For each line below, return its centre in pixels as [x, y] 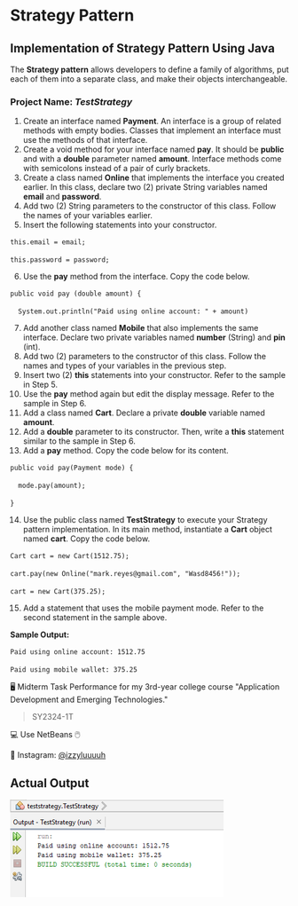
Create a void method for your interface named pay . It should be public [153, 150]
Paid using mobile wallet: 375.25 [74, 670]
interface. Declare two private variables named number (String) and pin [154, 337]
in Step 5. [40, 385]
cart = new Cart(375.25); [58, 592]
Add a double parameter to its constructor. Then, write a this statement [153, 432]
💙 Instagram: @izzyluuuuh [58, 755]
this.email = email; [48, 242]
